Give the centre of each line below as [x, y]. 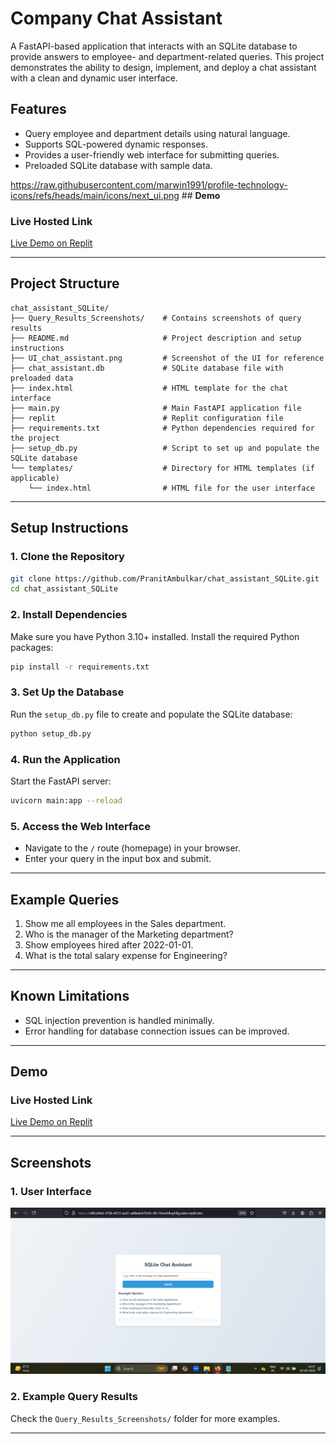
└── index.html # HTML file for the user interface [171, 488]
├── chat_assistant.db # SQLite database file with [147, 368]
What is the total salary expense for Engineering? [126, 955]
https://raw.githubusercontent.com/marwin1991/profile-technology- [149, 184]
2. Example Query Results [74, 1397]
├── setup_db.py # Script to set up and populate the [165, 448]
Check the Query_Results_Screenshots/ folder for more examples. [145, 1418]
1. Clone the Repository [67, 557]
